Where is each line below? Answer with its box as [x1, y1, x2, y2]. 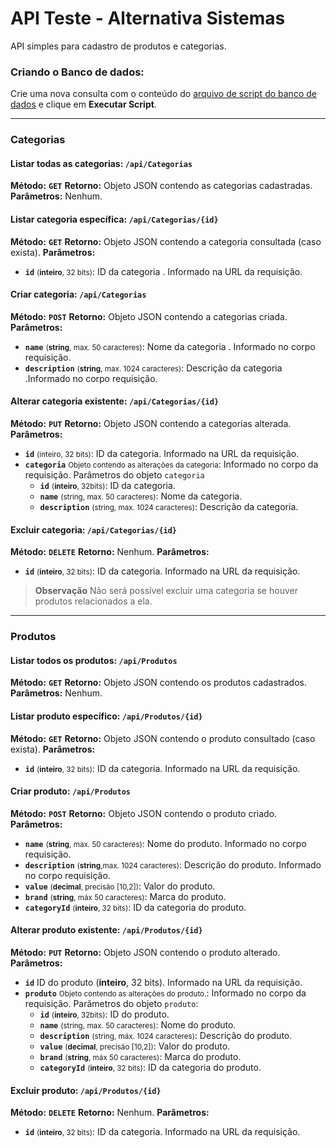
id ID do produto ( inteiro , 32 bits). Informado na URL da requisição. [24, 976, 303, 988]
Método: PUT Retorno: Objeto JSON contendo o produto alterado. [10, 946, 281, 958]
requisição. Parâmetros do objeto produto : [24, 997, 199, 1009]
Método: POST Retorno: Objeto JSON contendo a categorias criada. [10, 310, 288, 322]
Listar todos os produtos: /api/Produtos [10, 654, 178, 666]
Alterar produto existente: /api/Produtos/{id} [10, 924, 203, 936]
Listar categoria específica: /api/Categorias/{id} [10, 213, 219, 225]
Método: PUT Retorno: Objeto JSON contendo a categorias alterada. [10, 417, 292, 429]
